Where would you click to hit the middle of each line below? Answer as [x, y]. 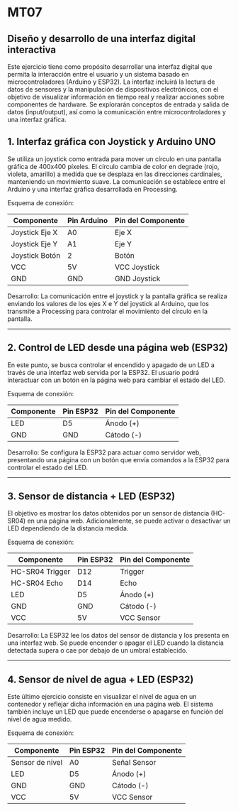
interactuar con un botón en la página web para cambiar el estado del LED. [116, 380]
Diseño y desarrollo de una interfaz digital [102, 39]
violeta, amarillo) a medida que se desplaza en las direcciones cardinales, [115, 174]
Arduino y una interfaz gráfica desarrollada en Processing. [93, 189]
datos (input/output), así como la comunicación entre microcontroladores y [117, 112]
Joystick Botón [36, 255]
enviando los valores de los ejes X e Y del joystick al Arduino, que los [108, 303]
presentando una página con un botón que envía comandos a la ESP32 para [118, 459]
